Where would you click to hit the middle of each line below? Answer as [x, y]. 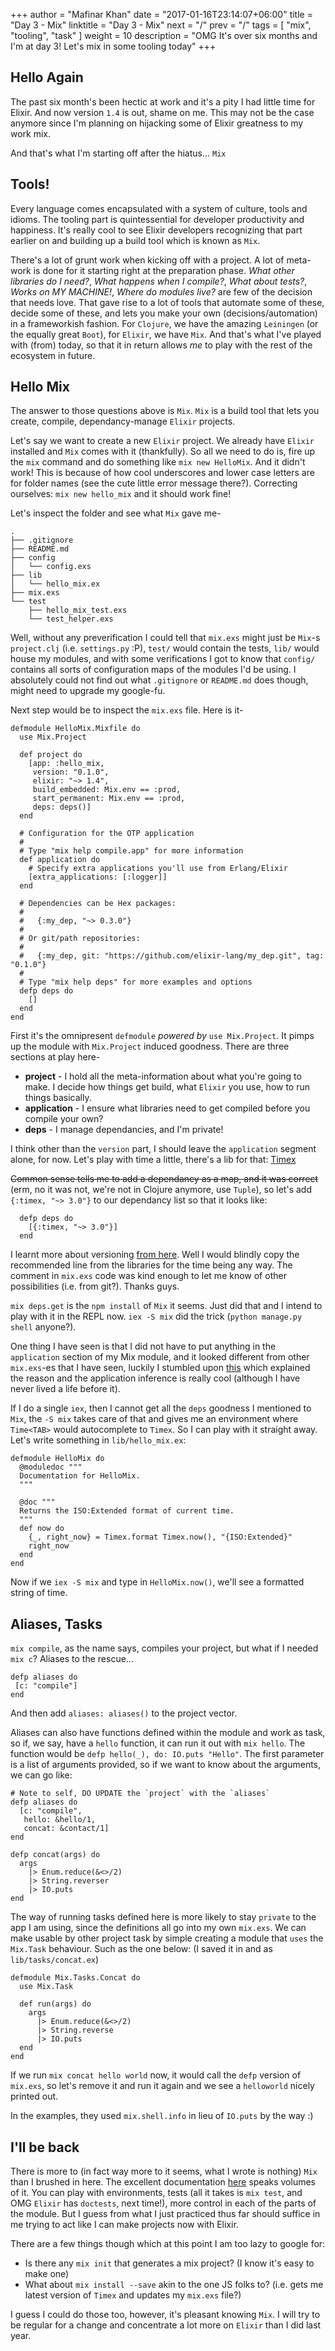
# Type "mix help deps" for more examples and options [136, 982]
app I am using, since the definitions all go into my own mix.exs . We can [158, 1928]
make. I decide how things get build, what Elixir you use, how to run [167, 1087]
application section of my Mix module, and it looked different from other [160, 1357]
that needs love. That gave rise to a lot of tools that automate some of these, [167, 302]
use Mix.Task [46, 1987]
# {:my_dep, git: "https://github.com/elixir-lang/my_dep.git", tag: [172, 956]
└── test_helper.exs [71, 619]
